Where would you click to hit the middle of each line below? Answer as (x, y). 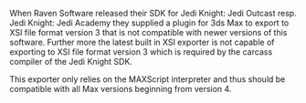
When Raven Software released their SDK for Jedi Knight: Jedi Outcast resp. (153, 13)
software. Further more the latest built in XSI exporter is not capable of (142, 42)
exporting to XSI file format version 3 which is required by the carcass (141, 52)
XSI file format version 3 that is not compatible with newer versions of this (148, 32)
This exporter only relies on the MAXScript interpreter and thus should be (148, 79)
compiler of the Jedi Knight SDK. (71, 62)
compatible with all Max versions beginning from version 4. (121, 89)
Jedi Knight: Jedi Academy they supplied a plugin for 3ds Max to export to (149, 23)
